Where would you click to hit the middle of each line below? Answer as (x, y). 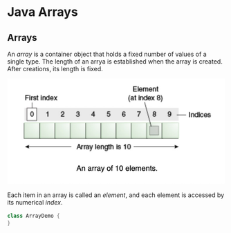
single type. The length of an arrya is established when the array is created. (115, 62)
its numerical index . (35, 202)
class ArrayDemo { (34, 216)
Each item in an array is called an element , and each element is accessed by (116, 195)
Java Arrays (43, 12)
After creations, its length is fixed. (55, 69)
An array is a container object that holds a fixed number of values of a (107, 54)
